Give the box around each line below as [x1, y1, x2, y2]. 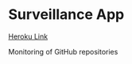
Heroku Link [8, 32, 49, 41]
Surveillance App [8, 6, 125, 24]
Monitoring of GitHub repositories [8, 47, 118, 56]
